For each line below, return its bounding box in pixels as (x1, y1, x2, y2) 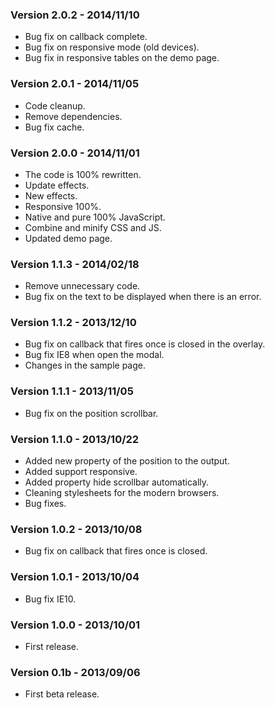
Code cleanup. (24, 99, 86, 112)
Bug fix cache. (24, 121, 85, 133)
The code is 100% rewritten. (24, 168, 142, 180)
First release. (24, 640, 79, 652)
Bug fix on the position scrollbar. (24, 407, 159, 419)
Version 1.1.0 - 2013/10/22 (10, 432, 140, 446)
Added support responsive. (24, 466, 138, 478)
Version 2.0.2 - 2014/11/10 (10, 8, 140, 22)
